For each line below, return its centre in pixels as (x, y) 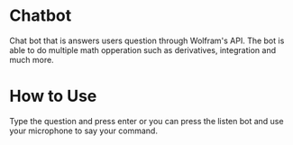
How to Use (53, 96)
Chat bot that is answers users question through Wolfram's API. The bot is (147, 41)
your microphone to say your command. (83, 131)
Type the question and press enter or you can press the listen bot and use (146, 121)
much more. (32, 59)
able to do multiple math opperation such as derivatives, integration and (143, 50)
